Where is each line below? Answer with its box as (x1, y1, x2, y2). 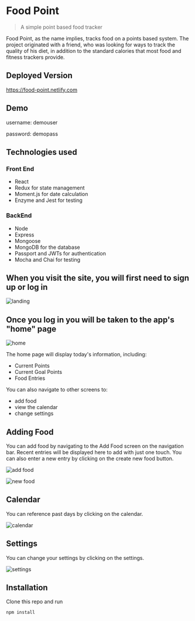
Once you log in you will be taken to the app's (6, 315, 175, 325)
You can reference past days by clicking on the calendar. (6, 510, 143, 517)
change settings (14, 410, 54, 417)
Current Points (14, 362, 50, 369)
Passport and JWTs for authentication (14, 249, 107, 256)
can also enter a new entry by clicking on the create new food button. (6, 455, 174, 462)
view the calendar (14, 404, 58, 411)
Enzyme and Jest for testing (14, 197, 83, 204)
